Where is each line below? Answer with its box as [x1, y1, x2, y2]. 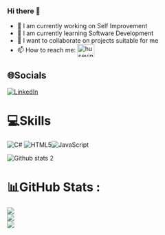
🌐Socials [7, 69, 47, 81]
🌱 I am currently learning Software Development [16, 29, 153, 37]
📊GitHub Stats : [7, 179, 101, 195]
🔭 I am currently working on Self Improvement [16, 22, 148, 30]
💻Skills [7, 113, 52, 129]
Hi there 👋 [7, 6, 41, 16]
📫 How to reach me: [16, 46, 76, 54]
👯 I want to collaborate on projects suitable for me [16, 37, 159, 45]
